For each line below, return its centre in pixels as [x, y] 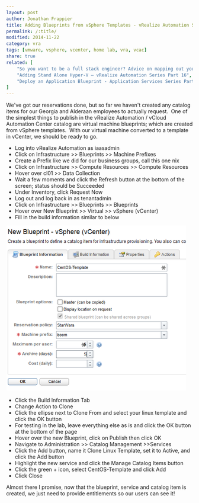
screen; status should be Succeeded [60, 186]
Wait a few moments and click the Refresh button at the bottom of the [99, 180]
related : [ [20, 62]
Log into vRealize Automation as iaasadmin [67, 148]
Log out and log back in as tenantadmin [63, 198]
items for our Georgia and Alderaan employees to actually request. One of [97, 111]
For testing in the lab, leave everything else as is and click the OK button [103, 425]
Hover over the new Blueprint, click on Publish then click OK [88, 438]
